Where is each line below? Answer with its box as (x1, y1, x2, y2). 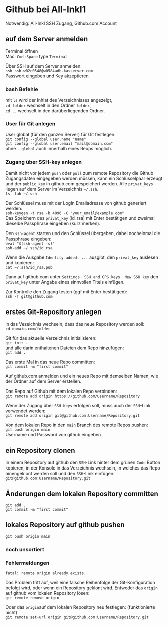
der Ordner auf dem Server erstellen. (5, 378, 82, 384)
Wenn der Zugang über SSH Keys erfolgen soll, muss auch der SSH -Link (5, 403, 151, 409)
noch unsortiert (5, 545, 44, 553)
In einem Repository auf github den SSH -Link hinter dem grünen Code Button (5, 459, 161, 466)
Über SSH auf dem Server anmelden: (5, 63, 82, 69)
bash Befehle (5, 86, 39, 93)
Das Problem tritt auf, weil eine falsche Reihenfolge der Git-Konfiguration (5, 580, 155, 586)
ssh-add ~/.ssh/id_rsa (5, 245, 53, 250)
